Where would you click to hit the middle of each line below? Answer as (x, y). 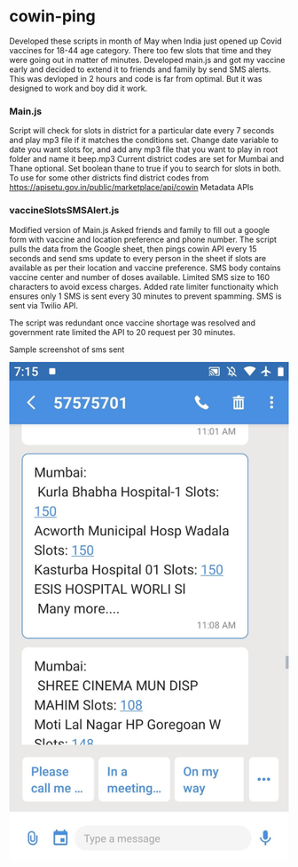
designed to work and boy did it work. (78, 88)
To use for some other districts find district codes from (109, 178)
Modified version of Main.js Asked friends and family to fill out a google (140, 229)
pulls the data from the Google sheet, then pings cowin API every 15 (133, 249)
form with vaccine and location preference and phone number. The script (143, 239)
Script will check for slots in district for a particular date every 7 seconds (142, 131)
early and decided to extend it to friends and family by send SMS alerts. (140, 69)
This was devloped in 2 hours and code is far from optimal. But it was (136, 78)
